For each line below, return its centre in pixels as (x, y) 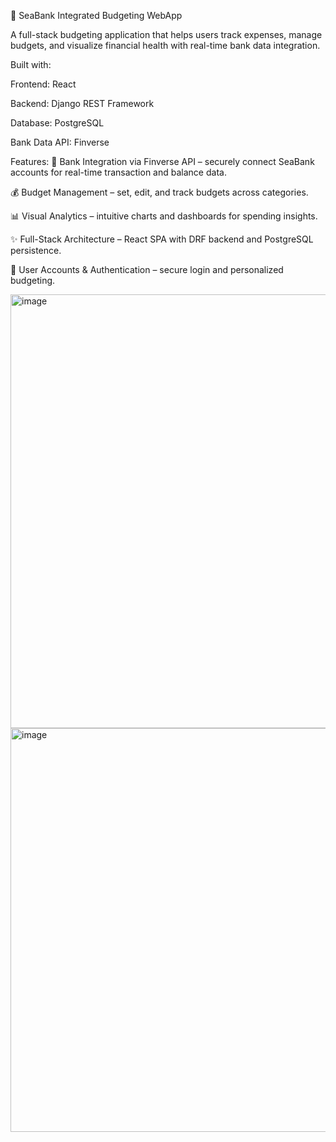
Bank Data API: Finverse (60, 142)
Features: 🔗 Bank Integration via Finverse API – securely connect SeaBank (162, 161)
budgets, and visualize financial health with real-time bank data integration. (165, 45)
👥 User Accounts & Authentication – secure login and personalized (147, 269)
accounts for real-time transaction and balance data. (118, 172)
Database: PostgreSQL (57, 123)
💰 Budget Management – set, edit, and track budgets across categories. (159, 192)
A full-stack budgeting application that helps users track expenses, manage (166, 34)
